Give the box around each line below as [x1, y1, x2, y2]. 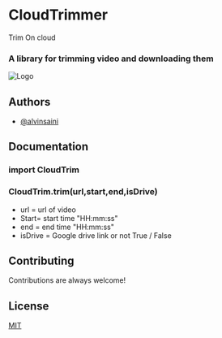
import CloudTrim [8, 164, 79, 175]
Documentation [8, 140, 89, 154]
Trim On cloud [8, 32, 56, 42]
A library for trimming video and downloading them [8, 53, 214, 64]
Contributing [8, 254, 75, 268]
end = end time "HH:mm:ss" [19, 222, 115, 232]
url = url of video [19, 205, 77, 214]
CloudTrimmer [8, 6, 108, 24]
